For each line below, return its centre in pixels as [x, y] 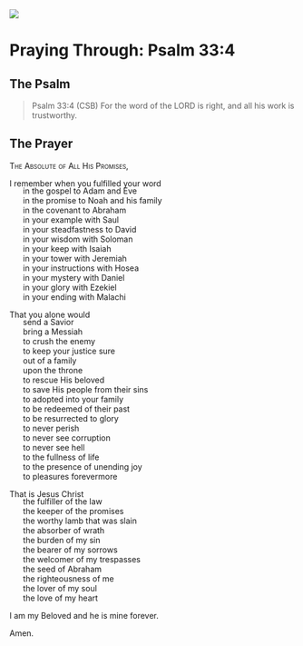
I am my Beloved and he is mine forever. [84, 615]
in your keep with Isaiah [67, 248]
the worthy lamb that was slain [80, 521]
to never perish [51, 428]
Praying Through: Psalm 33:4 [122, 50]
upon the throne [53, 370]
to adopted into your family [73, 399]
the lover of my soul [60, 588]
